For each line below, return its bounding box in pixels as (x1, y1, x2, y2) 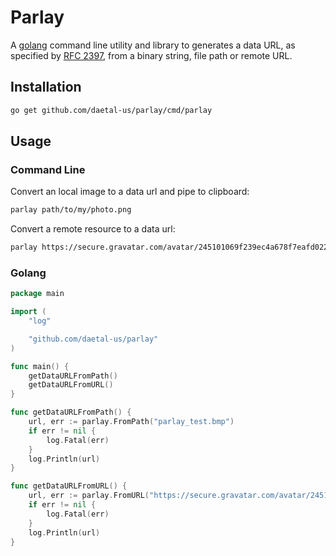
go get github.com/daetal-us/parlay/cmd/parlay (10, 105, 213, 115)
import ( (10, 307, 47, 317)
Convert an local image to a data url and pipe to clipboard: (10, 186, 250, 198)
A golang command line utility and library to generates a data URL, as (10, 39, 296, 51)
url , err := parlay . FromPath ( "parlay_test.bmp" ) (28, 417, 235, 427)
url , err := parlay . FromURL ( (28, 491, 150, 501)
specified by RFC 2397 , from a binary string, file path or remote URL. (10, 49, 293, 61)
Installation (10, 79, 82, 96)
